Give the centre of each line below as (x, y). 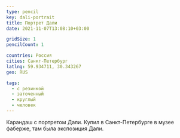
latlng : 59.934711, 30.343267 (44, 66)
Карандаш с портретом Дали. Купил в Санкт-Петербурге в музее (90, 122)
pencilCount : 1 (25, 45)
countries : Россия (29, 56)
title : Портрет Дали (32, 23)
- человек (24, 105)
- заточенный (28, 94)
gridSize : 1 (21, 39)
